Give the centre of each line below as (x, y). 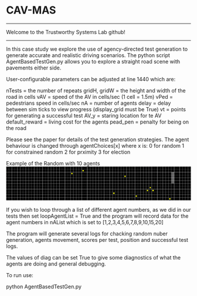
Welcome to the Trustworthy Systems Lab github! (66, 32)
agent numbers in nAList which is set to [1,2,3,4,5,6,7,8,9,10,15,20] (85, 222)
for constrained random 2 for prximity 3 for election (68, 152)
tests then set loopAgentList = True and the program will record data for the (97, 216)
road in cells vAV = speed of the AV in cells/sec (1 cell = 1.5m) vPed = (89, 97)
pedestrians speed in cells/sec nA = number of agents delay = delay (89, 103)
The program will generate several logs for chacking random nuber (87, 234)
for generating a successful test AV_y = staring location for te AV (84, 115)
